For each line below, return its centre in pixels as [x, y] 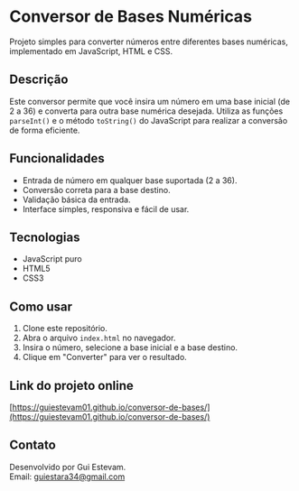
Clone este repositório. [65, 329]
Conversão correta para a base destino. [96, 190]
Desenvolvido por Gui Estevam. [68, 467]
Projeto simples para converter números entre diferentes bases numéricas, [149, 42]
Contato [33, 445]
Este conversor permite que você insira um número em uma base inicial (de [150, 101]
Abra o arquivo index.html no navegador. [99, 338]
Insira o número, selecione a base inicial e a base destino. [130, 347]
